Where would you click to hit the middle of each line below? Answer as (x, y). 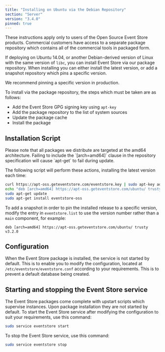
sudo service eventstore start (37, 326)
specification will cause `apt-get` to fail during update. (60, 161)
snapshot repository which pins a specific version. (56, 73)
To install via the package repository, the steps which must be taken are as (81, 92)
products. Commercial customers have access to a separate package (75, 43)
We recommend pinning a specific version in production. (62, 83)
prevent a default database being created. (48, 274)
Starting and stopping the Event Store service (76, 290)
